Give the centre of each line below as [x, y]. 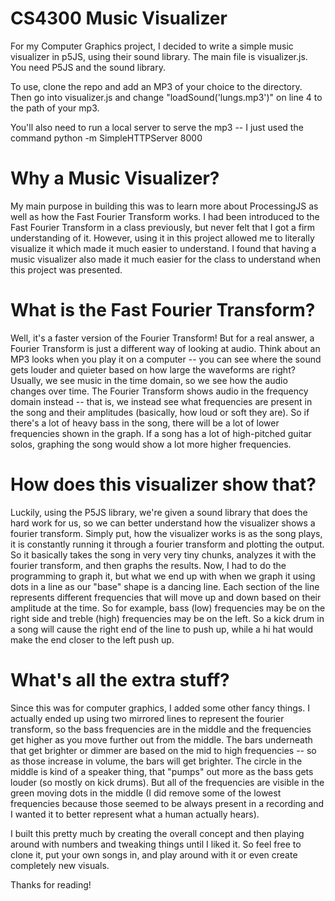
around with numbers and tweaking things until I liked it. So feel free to [156, 844]
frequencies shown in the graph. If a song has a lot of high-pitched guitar [161, 433]
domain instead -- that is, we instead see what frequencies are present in [161, 401]
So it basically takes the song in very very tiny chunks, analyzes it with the [163, 554]
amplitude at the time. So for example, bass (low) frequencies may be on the [168, 608]
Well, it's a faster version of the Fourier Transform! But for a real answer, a [162, 338]
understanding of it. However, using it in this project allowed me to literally [162, 238]
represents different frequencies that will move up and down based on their [166, 597]
